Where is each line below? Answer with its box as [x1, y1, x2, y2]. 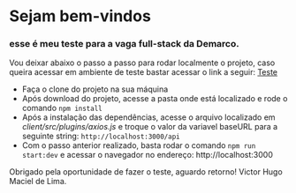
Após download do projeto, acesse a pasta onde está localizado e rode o [21, 93, 288, 104]
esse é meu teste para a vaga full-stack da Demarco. [9, 38, 240, 50]
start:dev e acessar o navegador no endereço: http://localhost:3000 [21, 150, 274, 160]
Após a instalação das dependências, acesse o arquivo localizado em [21, 112, 276, 122]
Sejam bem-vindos [9, 6, 152, 26]
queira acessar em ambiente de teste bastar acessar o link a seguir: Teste [9, 67, 278, 78]
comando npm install [21, 103, 103, 114]
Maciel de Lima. [9, 176, 67, 187]
